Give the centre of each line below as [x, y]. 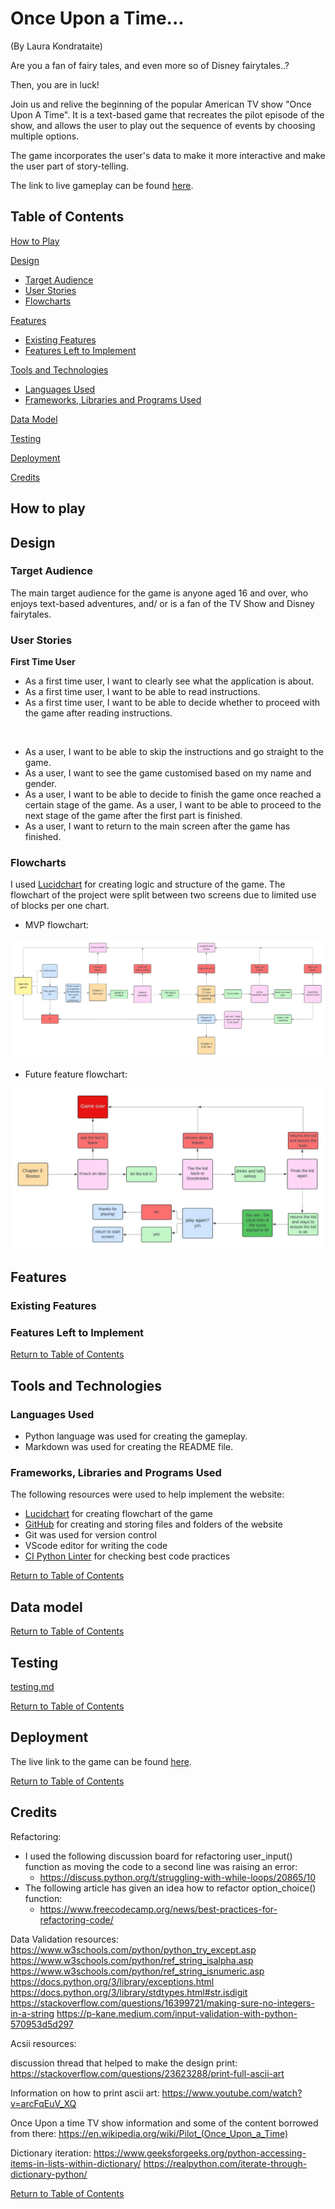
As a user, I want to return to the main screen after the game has [157, 826]
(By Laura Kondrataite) [56, 46]
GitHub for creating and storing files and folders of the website [153, 1524]
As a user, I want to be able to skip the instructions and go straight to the [174, 752]
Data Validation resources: [64, 1939]
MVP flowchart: [57, 925]
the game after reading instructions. [98, 713]
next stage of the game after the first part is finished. [133, 816]
